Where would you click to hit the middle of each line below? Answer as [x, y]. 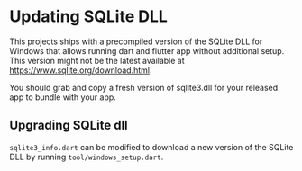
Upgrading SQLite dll [69, 126]
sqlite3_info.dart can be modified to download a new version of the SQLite [151, 147]
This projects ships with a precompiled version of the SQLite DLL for [136, 41]
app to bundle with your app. [63, 97]
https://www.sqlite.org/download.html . [81, 70]
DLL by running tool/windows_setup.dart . [87, 157]
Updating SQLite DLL [89, 17]
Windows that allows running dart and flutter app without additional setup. [147, 50]
